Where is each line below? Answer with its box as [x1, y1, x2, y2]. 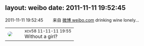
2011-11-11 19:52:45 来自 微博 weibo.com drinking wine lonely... [5, 17, 140, 23]
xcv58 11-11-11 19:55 [24, 28, 72, 34]
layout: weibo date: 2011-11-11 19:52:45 [5, 4, 126, 12]
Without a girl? [24, 33, 58, 40]
